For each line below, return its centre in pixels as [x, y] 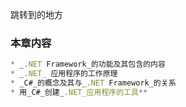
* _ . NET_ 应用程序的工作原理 [64, 74]
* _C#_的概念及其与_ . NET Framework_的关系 [93, 83]
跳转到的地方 [36, 14]
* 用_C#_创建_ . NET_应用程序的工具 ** [79, 92]
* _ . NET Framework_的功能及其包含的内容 [88, 64]
